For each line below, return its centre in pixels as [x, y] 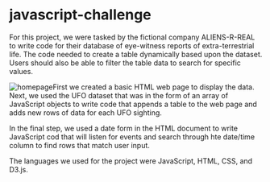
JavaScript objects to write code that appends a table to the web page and [133, 104]
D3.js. [19, 169]
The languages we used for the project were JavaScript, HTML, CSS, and [131, 161]
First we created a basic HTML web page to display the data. [154, 87]
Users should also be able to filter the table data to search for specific [125, 63]
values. [21, 71]
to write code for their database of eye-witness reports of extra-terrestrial [132, 45]
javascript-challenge [80, 15]
